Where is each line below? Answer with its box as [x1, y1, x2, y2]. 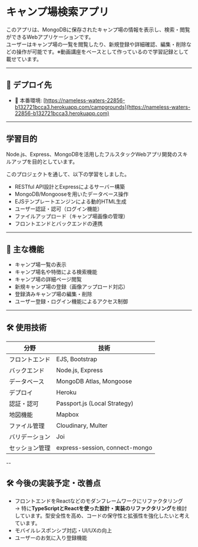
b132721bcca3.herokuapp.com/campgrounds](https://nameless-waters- [14, 103, 190, 110]
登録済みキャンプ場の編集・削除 [14, 290, 93, 298]
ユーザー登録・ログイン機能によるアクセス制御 [14, 298, 128, 305]
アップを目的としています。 [11, 158, 78, 165]
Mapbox [56, 411, 80, 419]
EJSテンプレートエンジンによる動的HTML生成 [14, 198, 127, 205]
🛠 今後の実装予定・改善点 [6, 478, 101, 488]
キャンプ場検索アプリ [6, 5, 110, 19]
